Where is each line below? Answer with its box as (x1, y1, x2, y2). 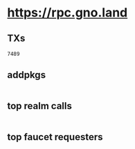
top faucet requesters (7, 131, 103, 143)
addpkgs (7, 69, 46, 81)
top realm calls (7, 100, 73, 112)
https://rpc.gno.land (7, 5, 128, 21)
